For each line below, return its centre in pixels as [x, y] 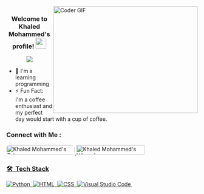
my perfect [29, 113]
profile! [23, 46]
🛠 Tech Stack [28, 168]
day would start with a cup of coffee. [61, 119]
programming [32, 84]
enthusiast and [34, 106]
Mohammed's [29, 34]
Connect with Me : [34, 135]
